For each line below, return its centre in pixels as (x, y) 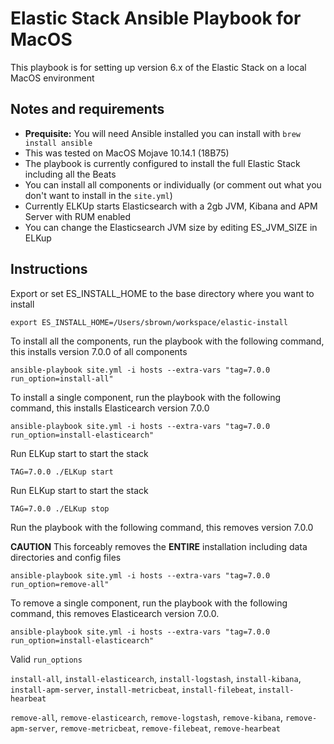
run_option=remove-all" (60, 584)
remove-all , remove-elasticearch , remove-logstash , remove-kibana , (147, 717)
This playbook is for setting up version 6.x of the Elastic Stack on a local (158, 67)
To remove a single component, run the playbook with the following (149, 603)
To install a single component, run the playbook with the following (146, 397)
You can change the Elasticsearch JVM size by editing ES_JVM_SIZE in (171, 227)
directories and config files (66, 557)
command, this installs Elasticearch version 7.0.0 (110, 408)
